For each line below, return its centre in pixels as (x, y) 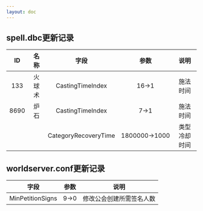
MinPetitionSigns (33, 198)
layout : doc (21, 12)
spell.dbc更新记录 (40, 38)
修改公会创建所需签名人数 (119, 199)
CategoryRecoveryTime (81, 135)
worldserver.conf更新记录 (56, 168)
